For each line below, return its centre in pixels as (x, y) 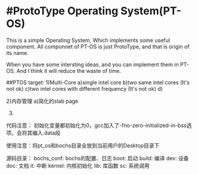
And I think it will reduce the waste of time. (69, 70)
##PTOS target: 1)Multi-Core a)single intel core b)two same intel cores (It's (98, 82)
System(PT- (151, 11)
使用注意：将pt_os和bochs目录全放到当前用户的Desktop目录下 (83, 145)
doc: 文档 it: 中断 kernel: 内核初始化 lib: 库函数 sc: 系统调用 (78, 165)
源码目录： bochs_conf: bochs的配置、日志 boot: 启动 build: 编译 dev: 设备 (98, 158)
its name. (17, 53)
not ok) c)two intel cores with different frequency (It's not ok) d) (84, 88)
